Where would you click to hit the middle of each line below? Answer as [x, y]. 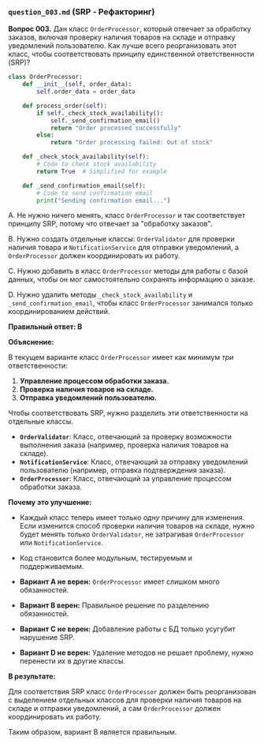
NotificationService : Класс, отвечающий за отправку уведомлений [134, 462]
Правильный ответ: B [45, 327]
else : [46, 135]
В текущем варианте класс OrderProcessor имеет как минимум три [121, 357]
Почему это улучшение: [50, 503]
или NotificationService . [61, 543]
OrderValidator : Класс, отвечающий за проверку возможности [126, 437]
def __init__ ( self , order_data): [77, 84]
